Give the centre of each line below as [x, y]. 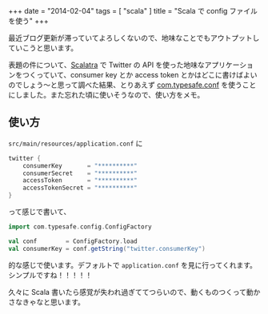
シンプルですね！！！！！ [50, 275]
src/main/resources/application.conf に [76, 143]
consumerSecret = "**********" [80, 173]
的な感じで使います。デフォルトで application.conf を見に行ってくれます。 [133, 264]
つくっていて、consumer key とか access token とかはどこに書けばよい [140, 75]
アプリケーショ [229, 65]
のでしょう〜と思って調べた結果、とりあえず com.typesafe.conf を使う [125, 85]
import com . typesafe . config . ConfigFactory [80, 227]
